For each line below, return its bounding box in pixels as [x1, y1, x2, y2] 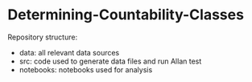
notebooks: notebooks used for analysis [19, 64, 153, 74]
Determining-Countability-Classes [7, 6, 245, 24]
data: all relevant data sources [19, 47, 120, 57]
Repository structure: [7, 32, 78, 42]
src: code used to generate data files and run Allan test [19, 56, 202, 66]
